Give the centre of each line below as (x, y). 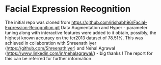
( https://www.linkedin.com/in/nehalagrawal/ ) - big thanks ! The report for (79, 53)
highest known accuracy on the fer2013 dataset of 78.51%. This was (74, 38)
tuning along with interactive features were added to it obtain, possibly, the (81, 32)
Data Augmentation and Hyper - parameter (104, 27)
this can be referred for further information (48, 58)
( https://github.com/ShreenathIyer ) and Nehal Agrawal (60, 48)
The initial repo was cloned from (38, 22)
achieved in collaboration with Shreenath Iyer (51, 43)
